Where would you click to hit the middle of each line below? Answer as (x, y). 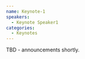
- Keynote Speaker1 (35, 22)
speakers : (18, 17)
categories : (20, 28)
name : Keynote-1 (26, 11)
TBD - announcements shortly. (43, 50)
